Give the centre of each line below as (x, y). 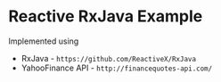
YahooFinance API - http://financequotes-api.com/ (117, 68)
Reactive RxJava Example (106, 16)
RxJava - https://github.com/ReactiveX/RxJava (109, 58)
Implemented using (44, 41)
